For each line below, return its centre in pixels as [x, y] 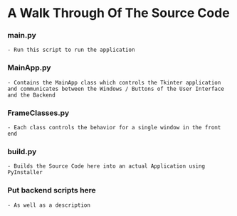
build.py [22, 152]
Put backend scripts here [52, 190]
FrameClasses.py [38, 113]
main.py [22, 36]
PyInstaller [25, 173]
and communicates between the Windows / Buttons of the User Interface [116, 89]
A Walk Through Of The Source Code [118, 13]
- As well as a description [49, 205]
